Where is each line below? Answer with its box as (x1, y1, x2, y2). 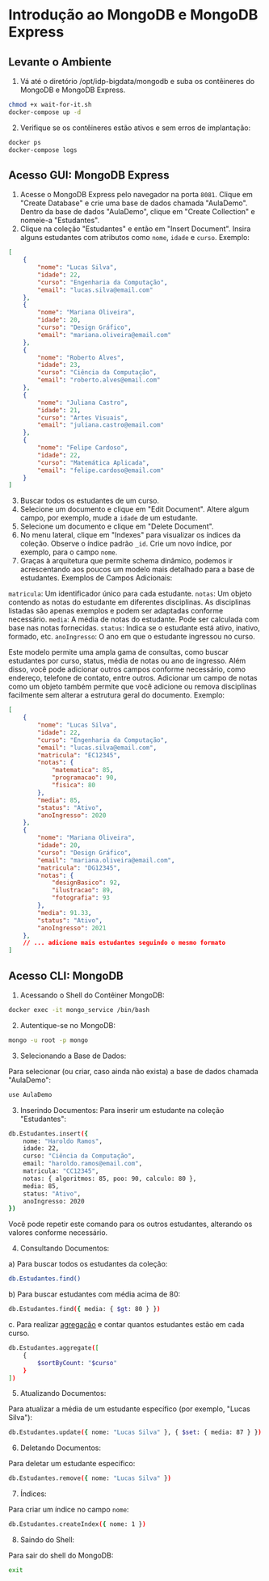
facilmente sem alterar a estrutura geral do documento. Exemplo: (8, 690, 225, 700)
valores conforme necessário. (8, 1228, 108, 1237)
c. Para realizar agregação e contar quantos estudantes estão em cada (8, 1320, 245, 1329)
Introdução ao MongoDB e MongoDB (8, 6, 258, 24)
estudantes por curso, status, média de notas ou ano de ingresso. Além (8, 656, 246, 666)
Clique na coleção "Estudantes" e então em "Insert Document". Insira (19, 224, 251, 234)
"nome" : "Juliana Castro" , (37, 398, 128, 407)
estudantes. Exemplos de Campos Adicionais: (19, 573, 173, 583)
